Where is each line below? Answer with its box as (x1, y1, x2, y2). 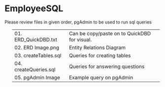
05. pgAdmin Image (14, 74, 60, 81)
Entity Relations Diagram (69, 44, 126, 51)
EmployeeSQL (4, 3, 64, 14)
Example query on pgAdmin (69, 74, 133, 81)
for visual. (69, 36, 92, 43)
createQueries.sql (14, 66, 56, 73)
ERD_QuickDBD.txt (14, 36, 58, 43)
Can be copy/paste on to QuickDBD (69, 30, 151, 37)
